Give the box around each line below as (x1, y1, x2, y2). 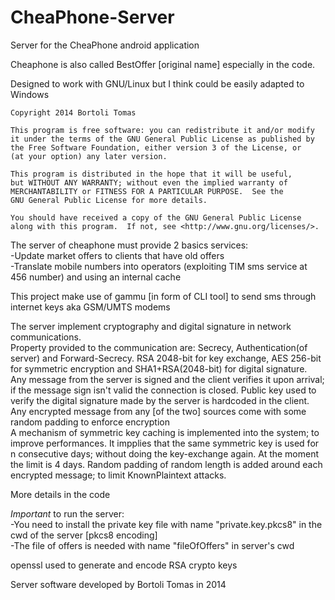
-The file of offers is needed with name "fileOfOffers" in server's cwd (10, 539, 295, 551)
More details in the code (10, 488, 111, 500)
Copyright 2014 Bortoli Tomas (10, 107, 137, 118)
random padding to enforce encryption (10, 416, 170, 428)
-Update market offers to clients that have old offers (10, 249, 225, 261)
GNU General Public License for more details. (10, 195, 208, 205)
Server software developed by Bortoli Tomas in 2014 (10, 578, 227, 590)
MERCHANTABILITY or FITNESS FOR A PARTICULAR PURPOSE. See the (10, 186, 284, 196)
